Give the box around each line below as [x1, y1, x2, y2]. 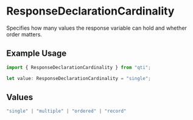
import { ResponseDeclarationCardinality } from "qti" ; [6, 64, 151, 70]
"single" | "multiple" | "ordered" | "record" [6, 108, 127, 115]
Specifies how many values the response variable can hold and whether [6, 24, 188, 32]
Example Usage [6, 48, 67, 59]
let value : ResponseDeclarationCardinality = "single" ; [6, 75, 151, 81]
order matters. [6, 30, 43, 38]
